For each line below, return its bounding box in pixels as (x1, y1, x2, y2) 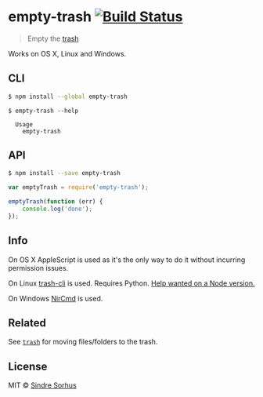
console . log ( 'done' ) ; (22, 205, 92, 213)
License (8, 359, 48, 373)
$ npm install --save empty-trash (8, 169, 121, 177)
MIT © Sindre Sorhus (8, 381, 77, 390)
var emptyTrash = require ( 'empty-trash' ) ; (8, 184, 149, 191)
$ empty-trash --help (8, 107, 79, 115)
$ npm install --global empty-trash (8, 93, 128, 100)
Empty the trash (27, 34, 80, 43)
